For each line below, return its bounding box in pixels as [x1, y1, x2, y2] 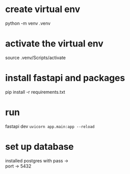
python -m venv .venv [5, 20, 51, 26]
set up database [5, 141, 74, 152]
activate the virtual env [5, 38, 104, 49]
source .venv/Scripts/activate [5, 54, 66, 61]
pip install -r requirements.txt [5, 89, 65, 95]
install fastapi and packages [5, 72, 125, 84]
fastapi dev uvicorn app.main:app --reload [5, 123, 95, 129]
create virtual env [5, 4, 80, 15]
